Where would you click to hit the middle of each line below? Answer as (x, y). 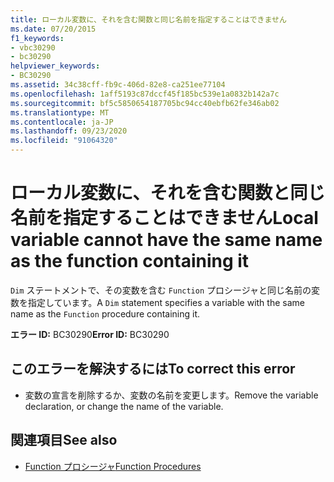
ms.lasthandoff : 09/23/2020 (69, 131)
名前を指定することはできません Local (164, 218)
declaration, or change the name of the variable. (124, 406)
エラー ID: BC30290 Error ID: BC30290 (90, 334)
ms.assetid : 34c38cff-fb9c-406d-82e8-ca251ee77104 (118, 85)
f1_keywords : (37, 38)
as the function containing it (130, 261)
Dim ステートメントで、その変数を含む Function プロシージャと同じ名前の (161, 290)
